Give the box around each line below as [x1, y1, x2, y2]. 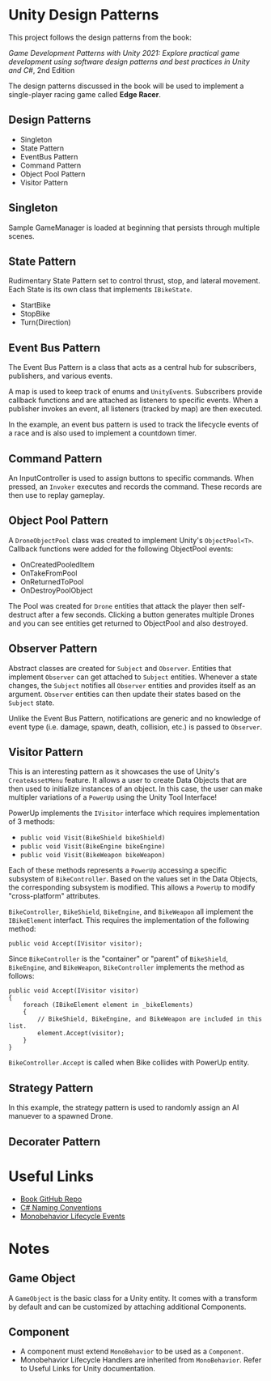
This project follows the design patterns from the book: [8, 32, 192, 42]
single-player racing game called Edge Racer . [8, 89, 162, 99]
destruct [8, 610, 36, 619]
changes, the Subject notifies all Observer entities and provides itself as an [8, 680, 256, 690]
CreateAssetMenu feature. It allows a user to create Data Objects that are [8, 775, 248, 785]
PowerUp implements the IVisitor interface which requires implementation [8, 808, 260, 818]
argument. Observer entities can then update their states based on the [8, 689, 241, 699]
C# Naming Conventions [19, 1202, 103, 1212]
